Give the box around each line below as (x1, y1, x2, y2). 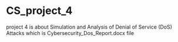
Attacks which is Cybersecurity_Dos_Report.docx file (6, 29, 134, 36)
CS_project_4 (6, 4, 73, 17)
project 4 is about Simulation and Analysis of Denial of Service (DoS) (6, 23, 172, 30)
